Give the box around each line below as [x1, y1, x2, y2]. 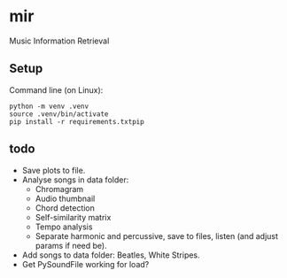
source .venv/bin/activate [9, 109, 109, 119]
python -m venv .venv [9, 102, 89, 111]
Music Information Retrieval [9, 35, 110, 46]
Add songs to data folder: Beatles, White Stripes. [21, 250, 201, 260]
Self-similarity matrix [35, 212, 112, 222]
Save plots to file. [21, 165, 86, 175]
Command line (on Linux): [9, 84, 104, 95]
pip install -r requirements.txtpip [9, 117, 144, 126]
